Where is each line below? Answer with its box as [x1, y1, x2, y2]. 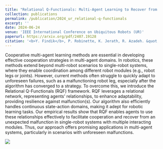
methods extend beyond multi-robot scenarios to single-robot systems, [5, 62, 148, 68]
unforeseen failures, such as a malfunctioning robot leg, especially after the [5, 78, 156, 83]
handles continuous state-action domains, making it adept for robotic [5, 103, 143, 109]
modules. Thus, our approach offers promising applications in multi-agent [5, 124, 153, 130]
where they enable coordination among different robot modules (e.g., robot [5, 67, 155, 73]
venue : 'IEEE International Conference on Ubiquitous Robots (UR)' [5, 30, 145, 34]
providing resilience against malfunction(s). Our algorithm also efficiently [5, 98, 150, 104]
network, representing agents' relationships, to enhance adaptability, [5, 93, 143, 99]
